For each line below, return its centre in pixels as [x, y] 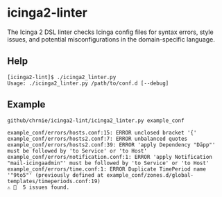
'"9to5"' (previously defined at [55, 175]
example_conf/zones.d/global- [150, 175]
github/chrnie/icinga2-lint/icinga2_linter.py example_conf [96, 120]
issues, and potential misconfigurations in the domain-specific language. [111, 39]
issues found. [49, 187]
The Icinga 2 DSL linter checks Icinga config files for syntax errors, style [110, 32]
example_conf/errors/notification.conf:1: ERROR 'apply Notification [110, 157]
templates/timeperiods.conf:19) [54, 181]
